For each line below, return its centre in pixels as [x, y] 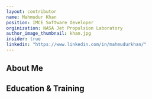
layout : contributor [32, 11]
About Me [25, 68]
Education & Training [45, 88]
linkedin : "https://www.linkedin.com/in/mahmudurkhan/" [76, 45]
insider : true [24, 39]
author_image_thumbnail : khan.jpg [49, 34]
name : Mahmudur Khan [32, 17]
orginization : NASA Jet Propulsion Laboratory [64, 28]
